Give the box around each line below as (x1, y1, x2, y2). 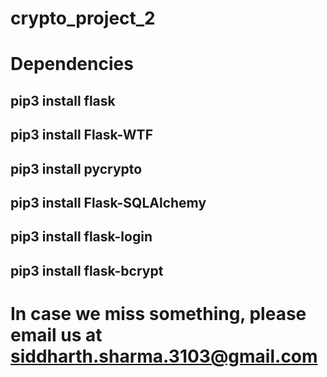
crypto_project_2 (10, 7, 156, 30)
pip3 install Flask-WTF (10, 127, 153, 144)
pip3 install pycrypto (10, 160, 143, 177)
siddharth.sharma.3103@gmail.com (10, 345, 318, 367)
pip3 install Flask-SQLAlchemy (10, 194, 207, 211)
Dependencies (10, 53, 134, 76)
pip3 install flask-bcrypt (10, 262, 164, 279)
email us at (10, 323, 103, 346)
